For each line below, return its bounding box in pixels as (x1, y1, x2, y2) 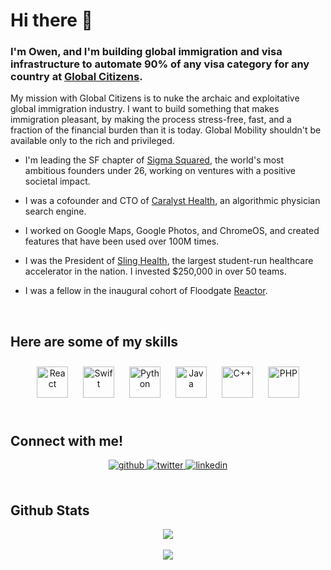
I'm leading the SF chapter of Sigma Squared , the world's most (24, 154, 285, 166)
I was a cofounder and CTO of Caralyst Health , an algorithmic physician (24, 195, 321, 207)
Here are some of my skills (10, 333, 179, 350)
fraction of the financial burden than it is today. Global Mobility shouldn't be (10, 124, 322, 136)
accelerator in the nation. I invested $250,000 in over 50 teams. (24, 265, 287, 278)
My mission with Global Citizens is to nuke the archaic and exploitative (10, 92, 300, 104)
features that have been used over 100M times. (24, 235, 220, 248)
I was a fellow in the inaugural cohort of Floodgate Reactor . (24, 285, 268, 297)
